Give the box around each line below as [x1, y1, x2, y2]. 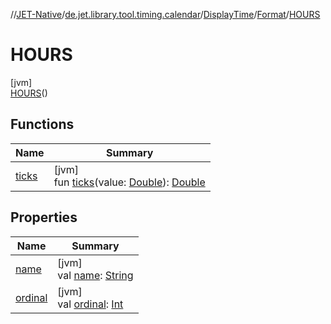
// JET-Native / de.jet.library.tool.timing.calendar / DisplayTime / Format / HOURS [10, 9, 321, 20]
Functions [10, 116, 75, 133]
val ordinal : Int [57, 297, 124, 311]
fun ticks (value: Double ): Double [53, 175, 206, 189]
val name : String [57, 268, 134, 282]
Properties [10, 209, 78, 226]
